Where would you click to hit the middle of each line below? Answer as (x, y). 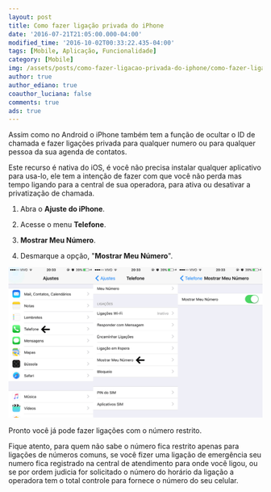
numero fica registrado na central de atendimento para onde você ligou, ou (133, 464)
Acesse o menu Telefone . (63, 225)
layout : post (30, 17)
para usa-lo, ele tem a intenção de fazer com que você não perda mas (125, 176)
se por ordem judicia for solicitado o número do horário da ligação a (121, 472)
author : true (30, 77)
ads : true (25, 111)
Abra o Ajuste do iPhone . (62, 209)
